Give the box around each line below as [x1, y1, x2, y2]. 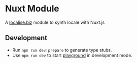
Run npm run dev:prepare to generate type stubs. [12, 47, 112, 53]
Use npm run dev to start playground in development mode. [12, 52, 133, 58]
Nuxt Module [5, 3, 59, 14]
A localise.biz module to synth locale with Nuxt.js [5, 19, 105, 25]
